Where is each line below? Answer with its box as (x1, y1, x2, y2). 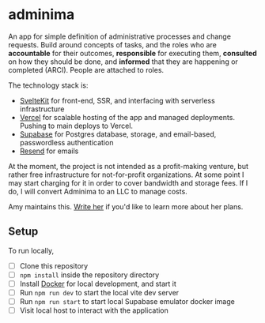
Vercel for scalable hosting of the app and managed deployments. (19, 112, 236, 122)
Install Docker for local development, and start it (19, 279, 176, 288)
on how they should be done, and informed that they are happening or (8, 57, 239, 66)
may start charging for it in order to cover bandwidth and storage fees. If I (8, 178, 248, 187)
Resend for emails (19, 146, 79, 156)
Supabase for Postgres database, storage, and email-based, (19, 129, 217, 139)
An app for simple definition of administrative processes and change (8, 32, 232, 41)
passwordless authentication (19, 137, 114, 147)
